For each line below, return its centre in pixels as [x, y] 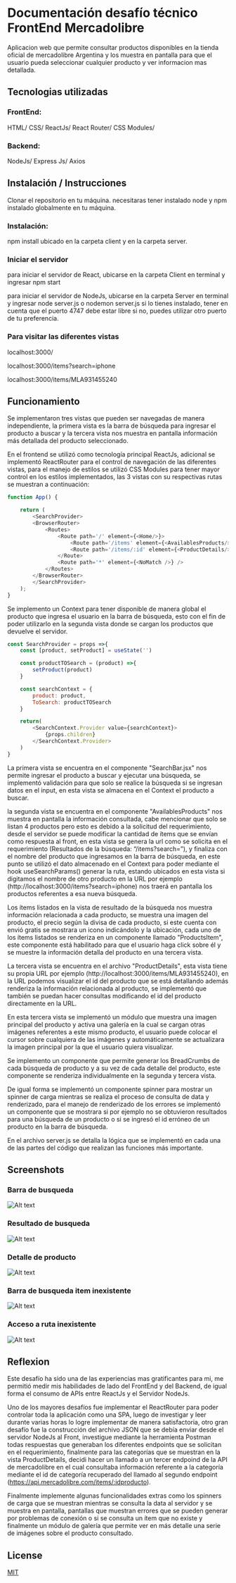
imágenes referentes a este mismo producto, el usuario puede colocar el [112, 1032]
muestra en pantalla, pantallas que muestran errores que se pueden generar [118, 1511]
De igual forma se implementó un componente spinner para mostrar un [110, 1089]
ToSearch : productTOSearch [72, 702]
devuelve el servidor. [38, 631]
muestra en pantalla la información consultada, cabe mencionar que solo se [117, 819]
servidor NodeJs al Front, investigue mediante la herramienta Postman [109, 1437]
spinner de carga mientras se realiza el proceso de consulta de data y [108, 1096]
